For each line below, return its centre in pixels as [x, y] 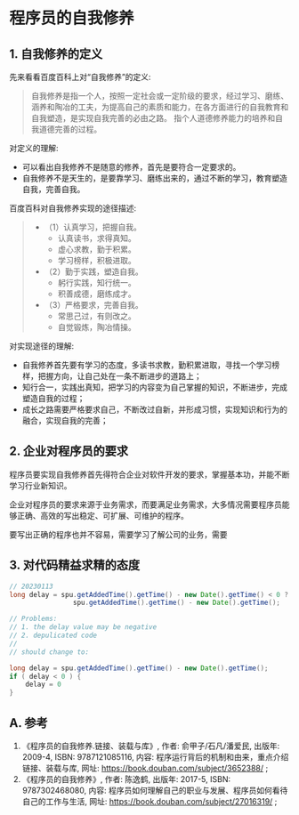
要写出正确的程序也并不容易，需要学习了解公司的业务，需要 [118, 534]
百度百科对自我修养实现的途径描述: [73, 208]
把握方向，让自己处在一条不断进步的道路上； [120, 376]
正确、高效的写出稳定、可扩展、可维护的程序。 [102, 515]
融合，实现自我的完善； [65, 420]
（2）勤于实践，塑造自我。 [94, 271]
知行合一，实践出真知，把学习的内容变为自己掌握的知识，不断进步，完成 [154, 387]
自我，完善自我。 [53, 189]
